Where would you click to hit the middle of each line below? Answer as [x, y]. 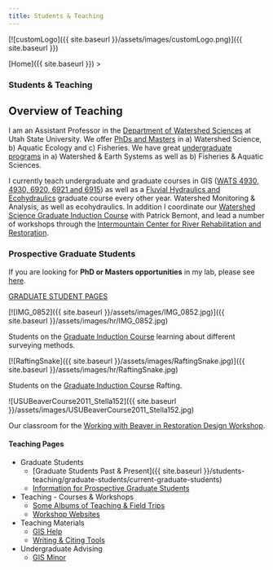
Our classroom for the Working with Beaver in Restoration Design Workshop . [137, 425]
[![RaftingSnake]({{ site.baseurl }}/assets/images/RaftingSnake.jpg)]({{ [127, 361]
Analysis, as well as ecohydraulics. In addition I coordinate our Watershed [132, 207]
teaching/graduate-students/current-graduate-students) [127, 479]
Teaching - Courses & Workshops [77, 497]
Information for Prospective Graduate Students [111, 488]
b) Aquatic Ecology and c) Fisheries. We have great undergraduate [120, 148]
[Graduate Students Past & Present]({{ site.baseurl [117, 471]
